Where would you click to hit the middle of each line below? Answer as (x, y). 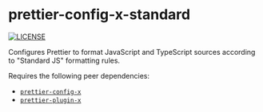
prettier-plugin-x (50, 100)
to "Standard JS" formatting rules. (64, 60)
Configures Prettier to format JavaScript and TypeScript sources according (132, 52)
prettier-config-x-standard (99, 15)
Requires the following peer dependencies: (79, 75)
